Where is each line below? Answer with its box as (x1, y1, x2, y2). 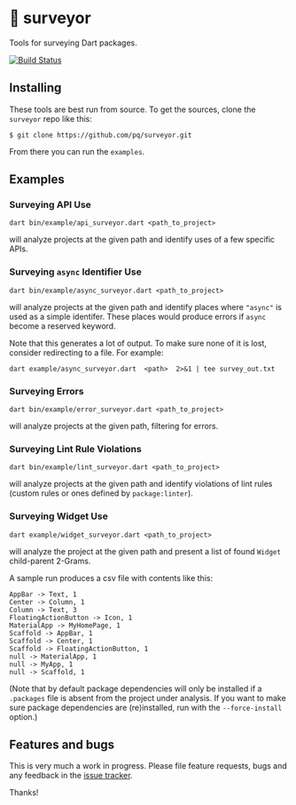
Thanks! (9, 787, 39, 798)
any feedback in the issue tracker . (9, 770, 133, 781)
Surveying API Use (9, 199, 91, 211)
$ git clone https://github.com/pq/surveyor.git (9, 131, 192, 139)
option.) (9, 711, 38, 722)
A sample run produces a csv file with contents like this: (9, 572, 214, 583)
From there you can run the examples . (9, 146, 145, 156)
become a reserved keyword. (9, 320, 117, 331)
